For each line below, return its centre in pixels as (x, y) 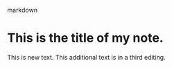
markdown (23, 10)
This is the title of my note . (86, 38)
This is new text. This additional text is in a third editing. (86, 57)
